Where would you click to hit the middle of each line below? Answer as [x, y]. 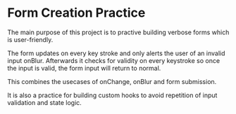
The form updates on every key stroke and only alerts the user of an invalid [116, 53]
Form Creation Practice [76, 13]
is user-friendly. [30, 39]
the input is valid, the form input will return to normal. [84, 68]
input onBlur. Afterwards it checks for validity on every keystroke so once [114, 60]
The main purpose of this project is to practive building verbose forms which [118, 32]
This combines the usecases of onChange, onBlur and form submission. [112, 81]
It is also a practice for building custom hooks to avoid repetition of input [112, 95]
